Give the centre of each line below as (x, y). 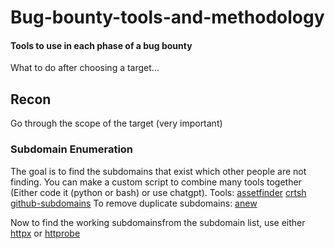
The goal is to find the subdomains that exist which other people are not (158, 171)
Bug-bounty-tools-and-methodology (167, 17)
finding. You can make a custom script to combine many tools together (156, 182)
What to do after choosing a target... (85, 68)
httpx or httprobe (45, 233)
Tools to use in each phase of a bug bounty (101, 45)
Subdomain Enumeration (72, 149)
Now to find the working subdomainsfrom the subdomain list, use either (158, 222)
